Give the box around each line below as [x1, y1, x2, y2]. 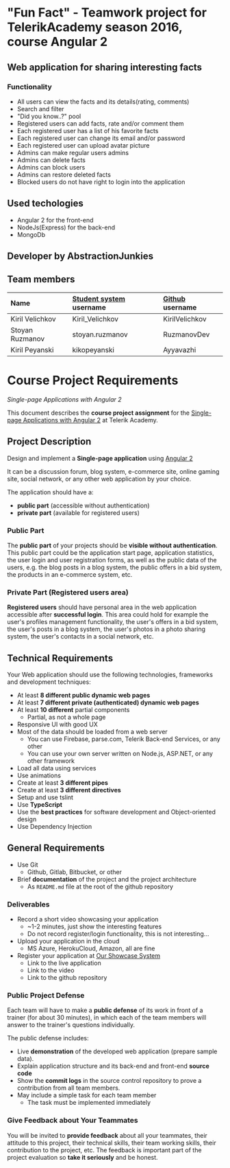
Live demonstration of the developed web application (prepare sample [16, 1047, 218, 1055]
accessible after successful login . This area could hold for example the [7, 610, 209, 619]
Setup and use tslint [16, 793, 74, 801]
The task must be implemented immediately [27, 1099, 151, 1107]
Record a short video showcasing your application [16, 915, 159, 924]
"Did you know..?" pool [16, 112, 81, 120]
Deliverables [7, 900, 50, 909]
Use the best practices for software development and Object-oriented [16, 808, 216, 816]
